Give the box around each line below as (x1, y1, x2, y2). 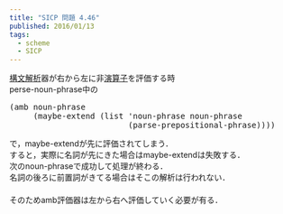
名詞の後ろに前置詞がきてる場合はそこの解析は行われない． (9, 172, 231, 183)
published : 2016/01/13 (9, 22, 95, 31)
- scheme (17, 38, 50, 48)
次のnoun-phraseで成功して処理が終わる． (9, 161, 169, 172)
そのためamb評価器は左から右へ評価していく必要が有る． (9, 195, 224, 206)
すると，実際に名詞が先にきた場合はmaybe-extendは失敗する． (9, 150, 245, 161)
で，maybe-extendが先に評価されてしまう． (9, 138, 174, 149)
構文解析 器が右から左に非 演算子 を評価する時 (9, 73, 176, 84)
